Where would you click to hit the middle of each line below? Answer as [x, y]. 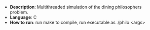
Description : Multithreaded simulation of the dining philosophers [76, 7]
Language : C [23, 17]
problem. [19, 12]
